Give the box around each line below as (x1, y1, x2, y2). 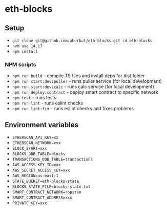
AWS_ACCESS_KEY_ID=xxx (12, 163, 61, 168)
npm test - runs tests (12, 95, 57, 101)
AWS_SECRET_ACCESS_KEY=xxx (12, 168, 70, 173)
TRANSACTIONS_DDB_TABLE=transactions (12, 157, 93, 162)
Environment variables (5, 120, 79, 129)
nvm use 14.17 (12, 44, 43, 49)
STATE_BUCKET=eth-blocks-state (12, 179, 79, 184)
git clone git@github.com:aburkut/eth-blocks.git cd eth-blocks (12, 38, 153, 43)
